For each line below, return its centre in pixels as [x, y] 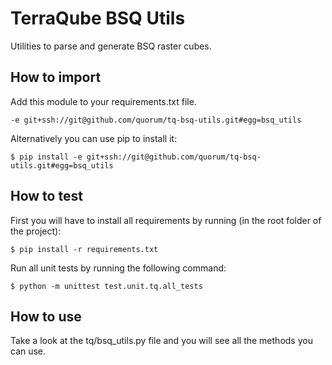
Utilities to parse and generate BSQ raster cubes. [111, 46]
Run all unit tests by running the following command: [118, 268]
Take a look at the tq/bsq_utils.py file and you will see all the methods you [161, 341]
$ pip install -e [46, 157]
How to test [46, 196]
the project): [36, 231]
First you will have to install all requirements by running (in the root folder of [166, 220]
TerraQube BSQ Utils [98, 18]
